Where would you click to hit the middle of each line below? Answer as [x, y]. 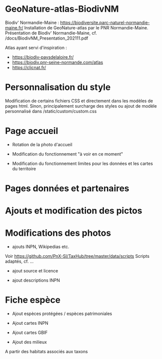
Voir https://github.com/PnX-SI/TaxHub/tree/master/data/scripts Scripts [77, 256]
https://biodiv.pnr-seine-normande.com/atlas [58, 62]
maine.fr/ [14, 27]
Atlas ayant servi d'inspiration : [36, 47]
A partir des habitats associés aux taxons [46, 352]
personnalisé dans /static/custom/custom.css [51, 111]
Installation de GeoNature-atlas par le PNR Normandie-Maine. [86, 27]
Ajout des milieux [30, 342]
